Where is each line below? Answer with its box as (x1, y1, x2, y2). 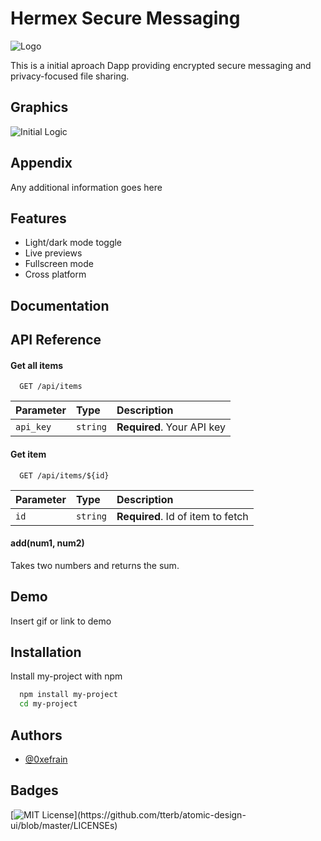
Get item (10, 448, 47, 460)
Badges (10, 782, 59, 799)
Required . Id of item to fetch (116, 509, 249, 523)
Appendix (10, 155, 73, 172)
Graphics (10, 99, 69, 116)
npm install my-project (19, 690, 118, 700)
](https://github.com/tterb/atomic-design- (73, 808, 247, 821)
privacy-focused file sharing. (10, 70, 130, 82)
